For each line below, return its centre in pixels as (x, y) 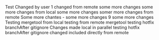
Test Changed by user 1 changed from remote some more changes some (79, 7)
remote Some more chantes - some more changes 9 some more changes (79, 17)
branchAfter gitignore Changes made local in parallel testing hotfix (72, 27)
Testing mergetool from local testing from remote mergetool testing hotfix (79, 22)
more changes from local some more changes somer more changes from (79, 12)
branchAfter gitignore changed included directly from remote (67, 33)
